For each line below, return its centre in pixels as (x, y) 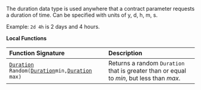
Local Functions (26, 38)
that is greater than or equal (147, 70)
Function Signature (37, 53)
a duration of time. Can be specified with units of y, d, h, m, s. (82, 15)
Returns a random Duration (147, 63)
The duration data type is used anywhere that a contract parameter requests (100, 9)
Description (125, 53)
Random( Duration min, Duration (51, 70)
